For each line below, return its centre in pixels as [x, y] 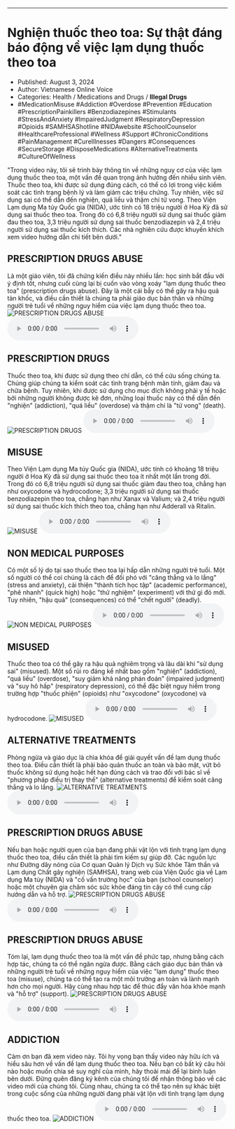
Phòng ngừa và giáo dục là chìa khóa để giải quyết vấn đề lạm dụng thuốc [114, 757]
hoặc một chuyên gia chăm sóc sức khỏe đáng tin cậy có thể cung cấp [109, 887]
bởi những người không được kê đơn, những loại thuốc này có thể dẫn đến [114, 398]
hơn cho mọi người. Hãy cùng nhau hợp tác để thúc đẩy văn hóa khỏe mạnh [116, 986]
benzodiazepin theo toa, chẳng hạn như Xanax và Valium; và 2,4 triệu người [116, 499]
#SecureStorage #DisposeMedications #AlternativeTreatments [107, 148]
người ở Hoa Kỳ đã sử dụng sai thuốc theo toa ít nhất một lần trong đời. [109, 476]
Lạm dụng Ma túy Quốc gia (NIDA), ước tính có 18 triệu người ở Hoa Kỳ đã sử [117, 207]
